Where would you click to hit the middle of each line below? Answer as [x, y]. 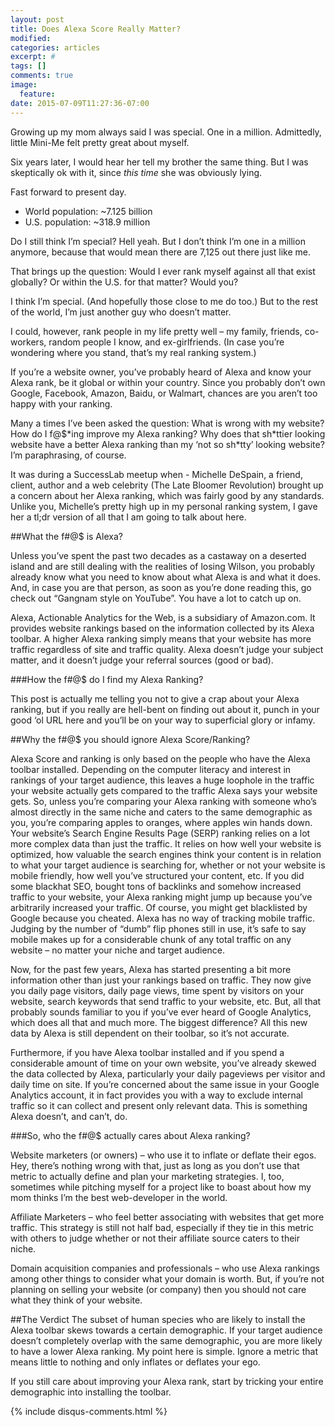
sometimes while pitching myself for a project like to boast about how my [161, 1187]
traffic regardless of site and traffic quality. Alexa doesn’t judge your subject [167, 649]
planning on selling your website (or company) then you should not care [158, 1289]
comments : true [42, 76]
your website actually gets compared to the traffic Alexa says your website [164, 790]
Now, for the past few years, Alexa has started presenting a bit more [151, 969]
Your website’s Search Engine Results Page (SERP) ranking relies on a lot [160, 833]
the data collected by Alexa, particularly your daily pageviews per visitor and [168, 1073]
